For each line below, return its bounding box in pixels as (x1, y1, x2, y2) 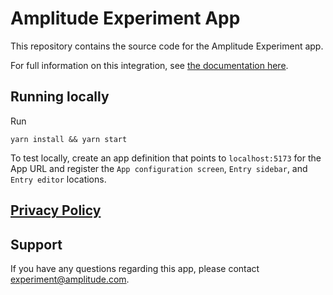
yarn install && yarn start (10, 134, 128, 144)
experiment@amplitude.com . (10, 273, 130, 285)
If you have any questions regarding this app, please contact (10, 262, 260, 274)
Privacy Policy (10, 202, 102, 219)
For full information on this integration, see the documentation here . (10, 59, 289, 71)
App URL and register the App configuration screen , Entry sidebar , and (10, 162, 308, 174)
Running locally (10, 88, 110, 106)
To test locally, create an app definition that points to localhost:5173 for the (10, 152, 322, 164)
